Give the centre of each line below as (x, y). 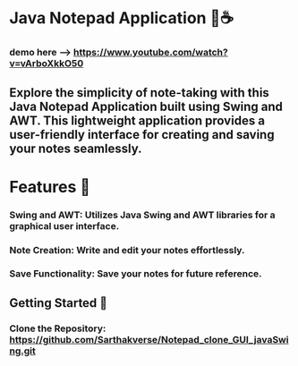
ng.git (22, 351)
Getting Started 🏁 (59, 303)
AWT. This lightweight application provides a (137, 120)
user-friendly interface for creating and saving (142, 135)
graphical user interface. (64, 226)
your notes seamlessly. (76, 148)
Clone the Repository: (58, 328)
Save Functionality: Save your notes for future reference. (136, 274)
